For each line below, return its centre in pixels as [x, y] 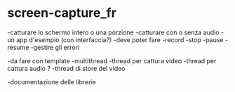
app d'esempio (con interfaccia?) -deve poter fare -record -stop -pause [120, 39]
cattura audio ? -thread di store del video [66, 68]
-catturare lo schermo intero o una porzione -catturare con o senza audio [113, 32]
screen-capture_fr [62, 13]
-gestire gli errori [55, 47]
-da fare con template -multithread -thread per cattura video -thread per [112, 60]
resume [18, 47]
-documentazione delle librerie [52, 81]
